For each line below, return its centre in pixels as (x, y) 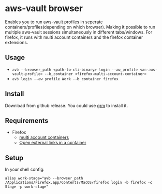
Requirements (27, 121)
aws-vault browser (44, 8)
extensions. (16, 42)
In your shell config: (25, 169)
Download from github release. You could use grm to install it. (66, 105)
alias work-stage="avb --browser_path (44, 179)
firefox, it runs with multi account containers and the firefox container (74, 37)
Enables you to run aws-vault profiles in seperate (54, 22)
